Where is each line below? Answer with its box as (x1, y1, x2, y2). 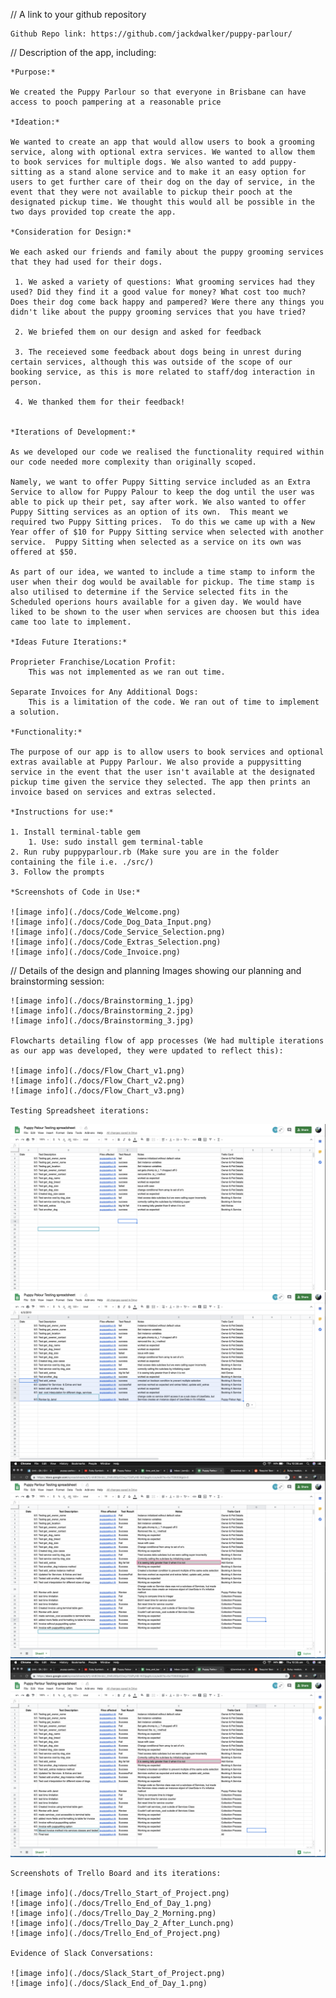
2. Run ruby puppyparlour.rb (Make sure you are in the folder (10, 847, 280, 857)
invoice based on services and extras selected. (10, 787, 217, 797)
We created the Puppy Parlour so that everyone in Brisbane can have (10, 87, 307, 97)
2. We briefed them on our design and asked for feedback (14, 327, 262, 337)
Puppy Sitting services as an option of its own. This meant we (10, 507, 288, 517)
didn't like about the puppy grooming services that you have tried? (10, 307, 307, 317)
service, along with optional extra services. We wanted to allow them (10, 147, 315, 157)
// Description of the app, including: (10, 47, 157, 58)
